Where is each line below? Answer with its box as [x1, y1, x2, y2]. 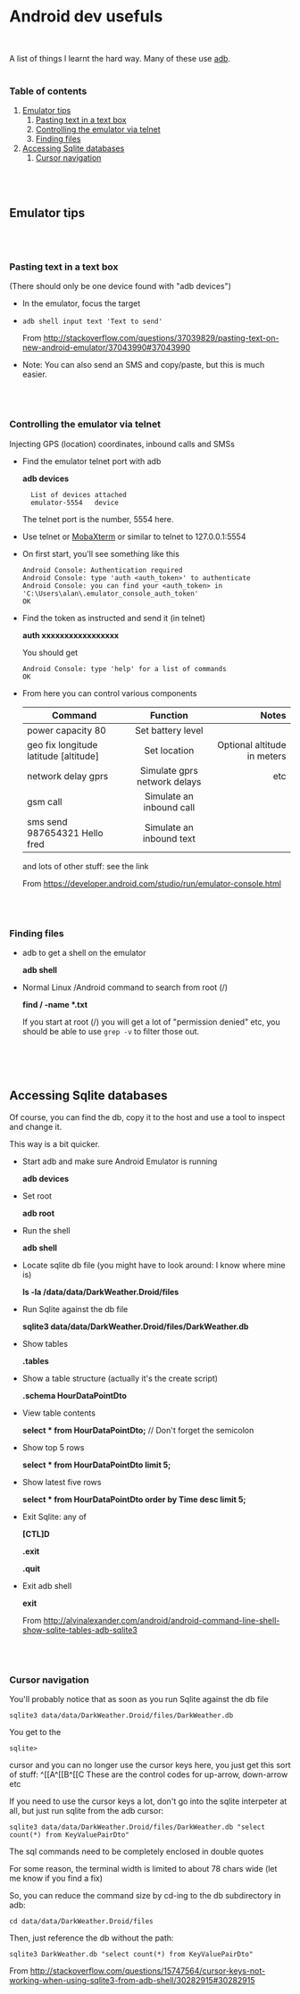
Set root [21, 1190, 52, 1201]
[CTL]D [21, 1528, 51, 1539]
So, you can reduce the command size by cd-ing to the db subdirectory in [9, 1890, 281, 1901]
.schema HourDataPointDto [21, 1390, 127, 1400]
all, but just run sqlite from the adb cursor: [9, 1806, 163, 1816]
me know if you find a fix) [9, 1873, 104, 1884]
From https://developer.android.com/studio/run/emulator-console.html [21, 877, 281, 889]
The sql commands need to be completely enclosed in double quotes [9, 1846, 264, 1857]
